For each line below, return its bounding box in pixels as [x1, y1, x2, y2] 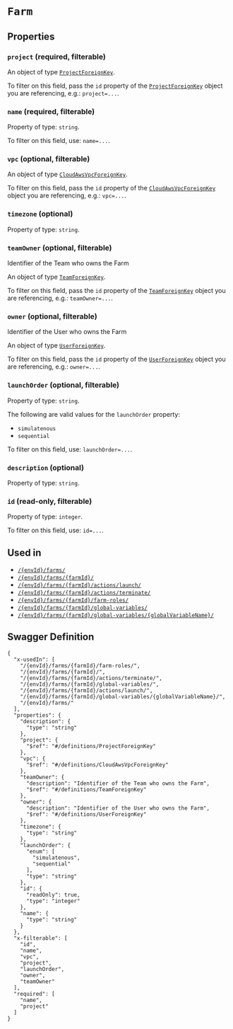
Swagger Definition [7, 631, 95, 643]
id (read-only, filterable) [7, 496, 92, 506]
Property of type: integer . [7, 512, 83, 521]
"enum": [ [25, 848, 55, 855]
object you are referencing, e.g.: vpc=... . [7, 191, 127, 200]
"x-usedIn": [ [13, 656, 55, 663]
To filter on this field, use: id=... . [7, 526, 104, 535]
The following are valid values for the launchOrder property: [7, 410, 180, 418]
